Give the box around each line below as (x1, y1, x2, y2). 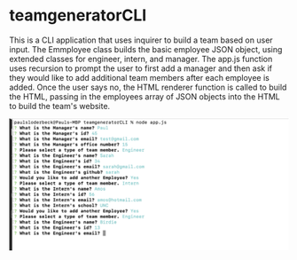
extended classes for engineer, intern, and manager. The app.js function (9, 53, 273, 64)
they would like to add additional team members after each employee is (9, 72, 270, 83)
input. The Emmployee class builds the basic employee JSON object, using (9, 43, 283, 54)
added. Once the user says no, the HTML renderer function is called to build (9, 82, 287, 92)
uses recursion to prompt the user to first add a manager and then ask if (9, 63, 273, 74)
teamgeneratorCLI (9, 5, 147, 26)
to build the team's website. (9, 100, 111, 111)
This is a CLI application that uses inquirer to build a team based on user (9, 35, 273, 45)
